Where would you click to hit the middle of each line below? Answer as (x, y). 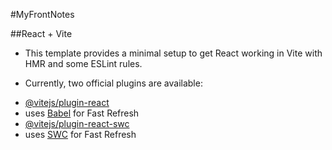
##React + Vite (41, 33)
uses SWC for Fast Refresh (80, 134)
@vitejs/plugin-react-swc (77, 123)
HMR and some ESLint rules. (83, 63)
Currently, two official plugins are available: (113, 83)
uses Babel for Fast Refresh (82, 113)
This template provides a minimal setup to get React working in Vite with (173, 53)
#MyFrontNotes (42, 14)
